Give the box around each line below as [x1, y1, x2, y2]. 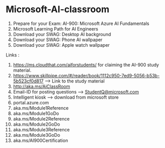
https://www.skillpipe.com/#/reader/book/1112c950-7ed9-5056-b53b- [13, 72, 160, 78]
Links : [6, 52, 20, 58]
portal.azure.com [13, 99, 49, 105]
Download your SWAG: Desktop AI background [13, 31, 111, 37]
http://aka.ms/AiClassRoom [13, 83, 70, 90]
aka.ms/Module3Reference [13, 126, 70, 133]
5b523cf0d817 [13, 78, 44, 84]
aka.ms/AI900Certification [13, 137, 68, 143]
